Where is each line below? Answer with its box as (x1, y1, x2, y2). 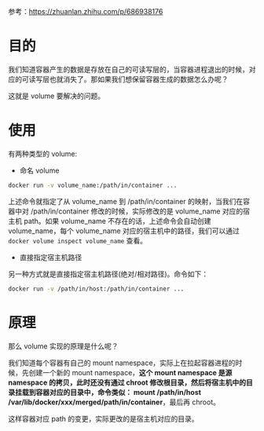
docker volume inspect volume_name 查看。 (8, 236, 148, 245)
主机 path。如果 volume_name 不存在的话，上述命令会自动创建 (8, 216, 211, 225)
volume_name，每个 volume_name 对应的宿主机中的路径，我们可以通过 (8, 226, 240, 236)
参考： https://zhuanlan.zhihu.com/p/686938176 (8, 7, 163, 16)
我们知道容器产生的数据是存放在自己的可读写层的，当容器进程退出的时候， (8, 64, 249, 74)
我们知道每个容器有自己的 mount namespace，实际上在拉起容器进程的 (8, 358, 236, 367)
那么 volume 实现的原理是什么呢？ (8, 341, 119, 351)
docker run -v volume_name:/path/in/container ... (8, 181, 178, 189)
